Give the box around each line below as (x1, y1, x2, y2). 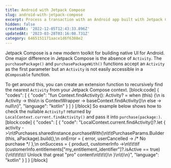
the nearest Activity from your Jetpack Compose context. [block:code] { (5, 87, 159, 93)
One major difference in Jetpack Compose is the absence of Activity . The (5, 55, 162, 61)
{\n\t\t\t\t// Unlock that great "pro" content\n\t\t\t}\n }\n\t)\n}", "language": (5, 151, 159, 158)
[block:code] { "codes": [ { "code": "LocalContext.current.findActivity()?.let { (5, 119, 166, 125)
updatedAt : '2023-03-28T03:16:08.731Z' (5, 31, 90, 36)
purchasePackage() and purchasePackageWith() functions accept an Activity (5, 61, 165, 67)
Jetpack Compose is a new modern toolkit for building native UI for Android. (5, 49, 165, 56)
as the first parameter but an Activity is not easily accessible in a (5, 66, 144, 72)
